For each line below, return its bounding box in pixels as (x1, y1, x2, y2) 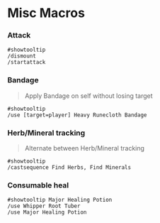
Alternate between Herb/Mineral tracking (24, 144, 145, 153)
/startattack (7, 59, 46, 66)
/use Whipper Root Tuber (7, 202, 81, 210)
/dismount (7, 53, 37, 60)
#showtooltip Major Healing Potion (7, 197, 113, 204)
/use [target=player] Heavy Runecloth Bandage (7, 111, 147, 119)
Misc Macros (7, 5, 85, 21)
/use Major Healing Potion (7, 209, 87, 216)
